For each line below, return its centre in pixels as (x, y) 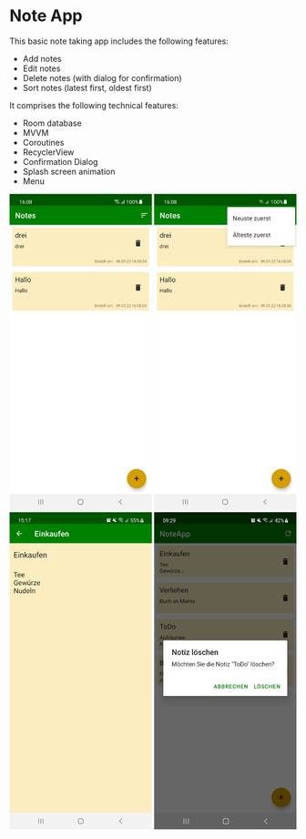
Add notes (42, 58)
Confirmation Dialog (60, 161)
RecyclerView (48, 152)
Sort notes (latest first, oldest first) (87, 87)
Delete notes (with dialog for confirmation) (102, 77)
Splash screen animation (69, 171)
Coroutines (43, 142)
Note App (46, 16)
